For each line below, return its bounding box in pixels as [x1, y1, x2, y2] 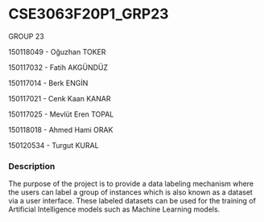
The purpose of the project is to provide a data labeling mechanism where [8, 179, 254, 189]
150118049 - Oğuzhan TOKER [8, 47, 106, 56]
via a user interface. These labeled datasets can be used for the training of [8, 196, 256, 206]
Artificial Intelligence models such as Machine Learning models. [8, 204, 221, 214]
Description [8, 160, 56, 171]
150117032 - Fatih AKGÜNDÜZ [8, 62, 109, 72]
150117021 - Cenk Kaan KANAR [8, 93, 111, 103]
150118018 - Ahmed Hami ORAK [8, 125, 113, 134]
